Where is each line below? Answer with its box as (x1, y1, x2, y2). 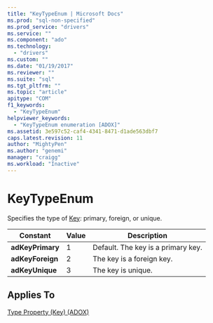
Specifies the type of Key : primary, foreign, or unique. (7, 213, 163, 222)
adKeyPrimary (11, 242, 60, 252)
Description (127, 230, 168, 240)
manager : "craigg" (7, 154, 61, 161)
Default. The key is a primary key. (92, 242, 202, 252)
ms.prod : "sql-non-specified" (7, 17, 96, 24)
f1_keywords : (7, 102, 46, 109)
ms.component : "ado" (7, 37, 68, 44)
